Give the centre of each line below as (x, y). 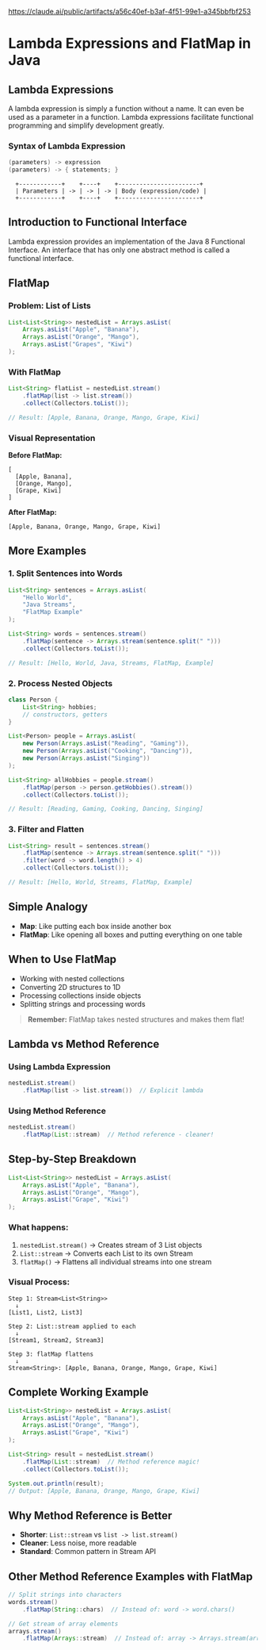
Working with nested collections (72, 978)
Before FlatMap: (35, 455)
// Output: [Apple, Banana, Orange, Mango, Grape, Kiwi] (104, 1491)
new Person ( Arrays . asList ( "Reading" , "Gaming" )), (106, 744)
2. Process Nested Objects (61, 683)
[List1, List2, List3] (46, 1312)
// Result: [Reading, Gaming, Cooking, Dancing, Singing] (106, 809)
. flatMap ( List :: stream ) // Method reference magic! (111, 1462)
